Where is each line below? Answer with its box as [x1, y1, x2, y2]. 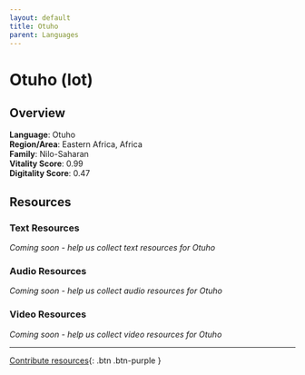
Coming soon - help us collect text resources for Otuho [9, 242, 216, 253]
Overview [9, 105, 66, 121]
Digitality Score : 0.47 [9, 168, 91, 179]
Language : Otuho [9, 129, 75, 141]
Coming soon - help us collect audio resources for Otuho [9, 285, 222, 296]
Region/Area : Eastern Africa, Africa [9, 139, 143, 150]
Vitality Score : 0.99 [9, 158, 84, 169]
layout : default [9, 13, 71, 23]
